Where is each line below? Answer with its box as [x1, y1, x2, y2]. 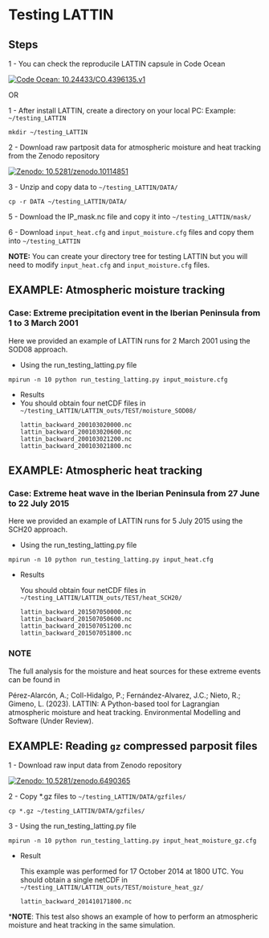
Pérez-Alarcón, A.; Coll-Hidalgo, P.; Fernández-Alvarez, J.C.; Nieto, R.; [8, 690, 241, 700]
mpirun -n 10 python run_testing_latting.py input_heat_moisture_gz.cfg [8, 837, 257, 845]
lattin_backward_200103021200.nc [19, 434, 132, 443]
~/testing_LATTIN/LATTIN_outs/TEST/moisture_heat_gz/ [19, 883, 204, 892]
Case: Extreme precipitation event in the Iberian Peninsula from [8, 307, 261, 319]
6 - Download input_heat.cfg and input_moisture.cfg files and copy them [8, 228, 255, 237]
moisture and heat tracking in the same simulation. [8, 920, 176, 930]
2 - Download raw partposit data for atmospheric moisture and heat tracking [8, 142, 261, 152]
